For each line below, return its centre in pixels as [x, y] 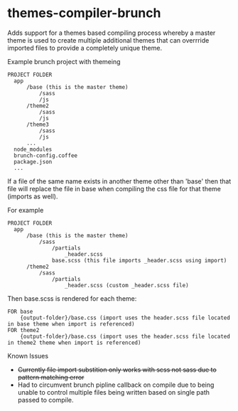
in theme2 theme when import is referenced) [74, 343]
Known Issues [28, 356]
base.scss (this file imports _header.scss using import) [140, 260]
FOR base [20, 311]
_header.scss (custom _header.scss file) [127, 285]
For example [26, 210]
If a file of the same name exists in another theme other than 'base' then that [119, 181]
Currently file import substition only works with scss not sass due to [117, 369]
